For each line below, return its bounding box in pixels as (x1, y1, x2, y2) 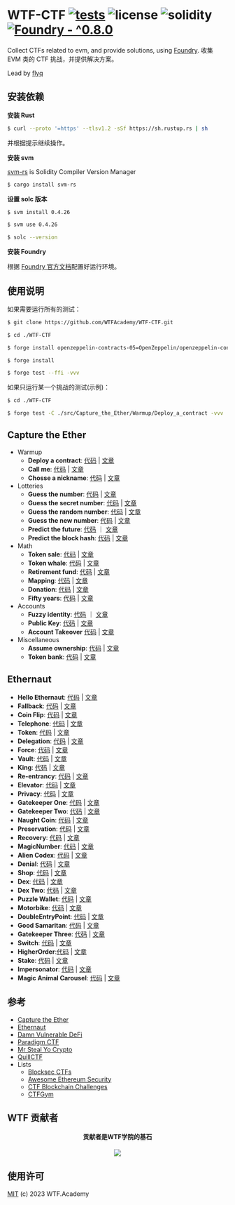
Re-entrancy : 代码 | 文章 (17, 772, 89, 780)
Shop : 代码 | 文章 (17, 868, 67, 877)
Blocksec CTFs (27, 1067, 72, 1076)
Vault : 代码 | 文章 (17, 754, 67, 763)
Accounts (17, 601, 45, 610)
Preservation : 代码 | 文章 (17, 825, 90, 833)
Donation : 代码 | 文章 (27, 585, 89, 593)
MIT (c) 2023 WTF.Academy (7, 1190, 90, 1198)
